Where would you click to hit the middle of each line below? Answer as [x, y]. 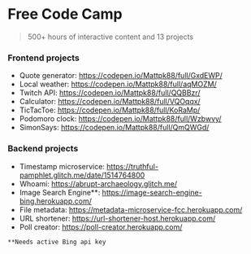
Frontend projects [44, 58]
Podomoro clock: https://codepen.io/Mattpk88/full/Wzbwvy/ [120, 119]
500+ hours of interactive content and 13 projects [110, 37]
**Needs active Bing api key [57, 242]
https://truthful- [132, 166]
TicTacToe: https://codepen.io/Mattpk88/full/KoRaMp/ [110, 110]
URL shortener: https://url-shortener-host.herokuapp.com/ [117, 218]
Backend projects [43, 149]
